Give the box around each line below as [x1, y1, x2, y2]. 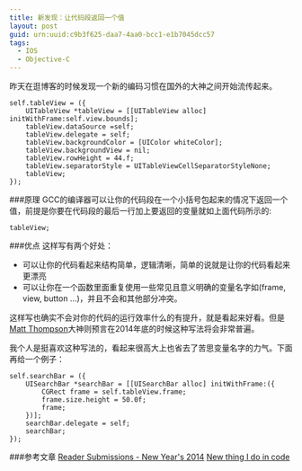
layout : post [9, 22, 58, 31]
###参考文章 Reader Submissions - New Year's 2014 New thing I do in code [9, 451, 290, 462]
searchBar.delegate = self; [25, 419, 130, 428]
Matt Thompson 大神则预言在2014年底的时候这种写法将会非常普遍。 [9, 324, 260, 333]
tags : [9, 38, 30, 48]
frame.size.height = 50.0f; [41, 395, 147, 404]
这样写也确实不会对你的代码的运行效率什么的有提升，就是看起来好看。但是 [9, 312, 285, 323]
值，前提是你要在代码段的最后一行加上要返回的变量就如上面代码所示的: [9, 206, 272, 216]
